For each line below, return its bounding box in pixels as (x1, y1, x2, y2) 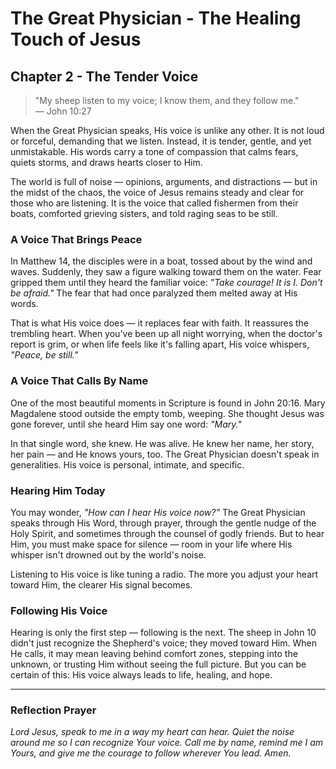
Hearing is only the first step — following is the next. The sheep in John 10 (10, 627, 317, 639)
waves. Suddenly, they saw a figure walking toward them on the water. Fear (10, 266, 322, 278)
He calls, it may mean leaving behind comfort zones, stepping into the (10, 648, 298, 660)
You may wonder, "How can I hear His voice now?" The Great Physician (10, 506, 306, 518)
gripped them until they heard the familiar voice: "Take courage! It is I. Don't (10, 277, 323, 289)
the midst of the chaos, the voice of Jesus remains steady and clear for (10, 187, 305, 198)
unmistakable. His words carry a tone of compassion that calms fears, (10, 146, 299, 157)
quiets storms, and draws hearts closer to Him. (10, 157, 203, 168)
